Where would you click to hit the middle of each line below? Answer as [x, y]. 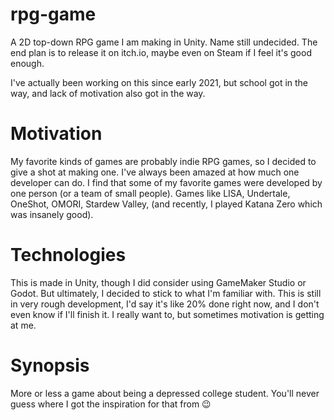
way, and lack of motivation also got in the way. [108, 93]
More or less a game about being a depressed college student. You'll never [165, 393]
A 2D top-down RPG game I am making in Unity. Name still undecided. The [164, 42]
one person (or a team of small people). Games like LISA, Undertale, [150, 193]
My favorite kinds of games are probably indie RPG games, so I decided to [163, 161]
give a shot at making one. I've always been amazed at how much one [155, 172]
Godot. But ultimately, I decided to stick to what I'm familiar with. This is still [166, 293]
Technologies [68, 255]
